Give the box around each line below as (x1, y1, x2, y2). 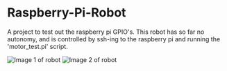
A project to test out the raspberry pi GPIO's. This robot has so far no (7, 28, 205, 36)
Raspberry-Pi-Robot (7, 5, 126, 21)
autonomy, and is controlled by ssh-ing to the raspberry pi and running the (7, 34, 221, 43)
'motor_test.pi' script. (7, 42, 68, 50)
